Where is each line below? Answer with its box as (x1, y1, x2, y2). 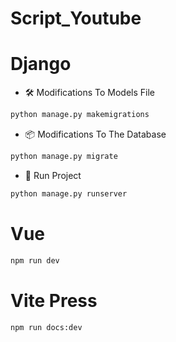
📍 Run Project (24, 169, 82, 181)
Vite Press (10, 289, 98, 312)
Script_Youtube (10, 7, 142, 30)
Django (10, 53, 72, 76)
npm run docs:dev (10, 322, 83, 332)
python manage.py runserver (10, 188, 128, 199)
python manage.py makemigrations (10, 110, 150, 120)
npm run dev (10, 255, 60, 266)
